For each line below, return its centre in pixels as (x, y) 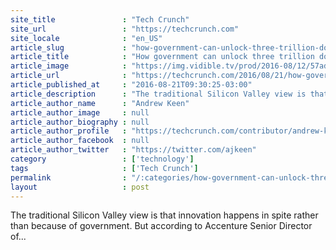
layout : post (80, 187)
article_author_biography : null (80, 122)
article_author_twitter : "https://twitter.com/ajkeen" (133, 150)
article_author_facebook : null (80, 141)
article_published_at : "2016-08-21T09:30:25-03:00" (131, 85)
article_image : (69, 66)
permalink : (69, 177)
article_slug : (69, 47)
